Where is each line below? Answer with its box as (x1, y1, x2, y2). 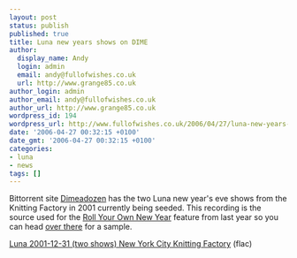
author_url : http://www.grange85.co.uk (9, 103, 156, 112)
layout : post (9, 12, 57, 22)
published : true (9, 29, 69, 38)
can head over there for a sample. (9, 222, 133, 232)
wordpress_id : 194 (9, 111, 77, 120)
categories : (9, 144, 53, 153)
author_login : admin (9, 87, 86, 95)
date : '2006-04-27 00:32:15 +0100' (9, 128, 141, 137)
